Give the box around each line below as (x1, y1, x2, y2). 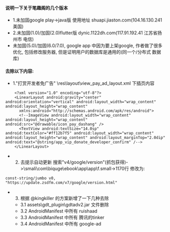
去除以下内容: (5, 68, 34, 74)
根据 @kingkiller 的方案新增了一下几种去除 (20, 195, 109, 201)
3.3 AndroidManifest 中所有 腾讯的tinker (20, 215, 105, 221)
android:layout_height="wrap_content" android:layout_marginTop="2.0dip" (5, 135, 166, 141)
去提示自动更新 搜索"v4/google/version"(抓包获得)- (20, 159, 129, 166)
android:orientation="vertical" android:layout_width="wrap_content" (5, 100, 157, 105)
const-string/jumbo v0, (5, 176, 56, 181)
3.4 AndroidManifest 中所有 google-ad (20, 221, 102, 227)
